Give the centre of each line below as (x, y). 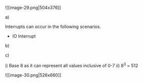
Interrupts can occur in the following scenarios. (53, 27)
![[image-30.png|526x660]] (33, 75)
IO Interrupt (24, 36)
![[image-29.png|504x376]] (33, 8)
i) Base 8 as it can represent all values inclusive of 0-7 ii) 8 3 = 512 (72, 65)
